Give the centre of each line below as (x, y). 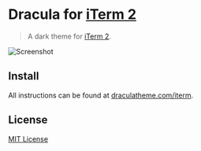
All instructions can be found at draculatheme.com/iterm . (101, 95)
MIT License (28, 138)
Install (24, 76)
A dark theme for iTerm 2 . (69, 36)
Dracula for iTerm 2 (72, 15)
